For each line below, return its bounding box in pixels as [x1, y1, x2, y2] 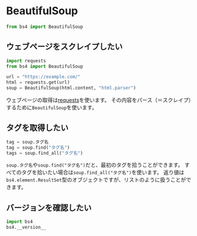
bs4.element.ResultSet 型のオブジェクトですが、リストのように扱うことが [6, 176, 186, 183]
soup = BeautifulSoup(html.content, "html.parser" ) [6, 85, 136, 91]
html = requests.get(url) [6, 79, 70, 85]
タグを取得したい [6, 123, 69, 133]
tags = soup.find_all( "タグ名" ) [6, 150, 83, 156]
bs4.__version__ [6, 224, 46, 231]
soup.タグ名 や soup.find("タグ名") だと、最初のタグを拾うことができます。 [6, 161, 183, 168]
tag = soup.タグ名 [6, 139, 49, 145]
